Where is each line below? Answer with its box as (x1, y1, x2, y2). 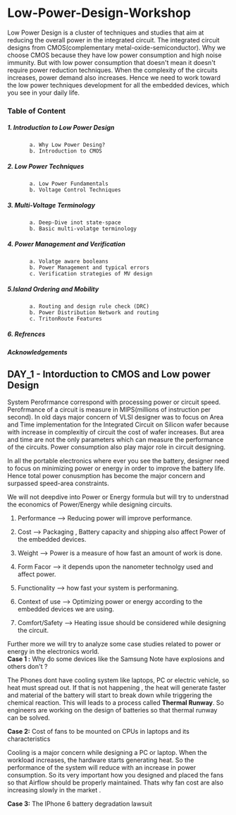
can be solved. (7, 713, 51, 722)
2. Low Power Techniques (7, 162, 85, 171)
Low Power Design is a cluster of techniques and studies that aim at (7, 28, 204, 37)
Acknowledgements (7, 347, 68, 356)
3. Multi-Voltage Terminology (7, 201, 96, 210)
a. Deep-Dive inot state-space (29, 219, 121, 226)
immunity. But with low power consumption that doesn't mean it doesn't (7, 58, 216, 66)
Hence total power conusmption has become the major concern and (7, 472, 206, 480)
